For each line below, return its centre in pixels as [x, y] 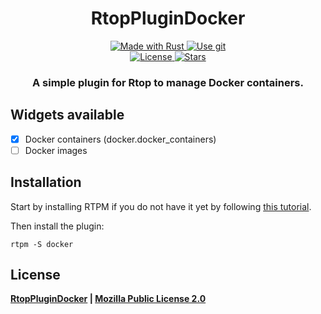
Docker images [56, 150]
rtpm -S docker [42, 244]
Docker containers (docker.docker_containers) [120, 139]
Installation [46, 182]
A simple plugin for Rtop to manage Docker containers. [167, 82]
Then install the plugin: [57, 226]
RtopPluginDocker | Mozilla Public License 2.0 [108, 299]
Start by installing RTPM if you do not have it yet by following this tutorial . [161, 206]
